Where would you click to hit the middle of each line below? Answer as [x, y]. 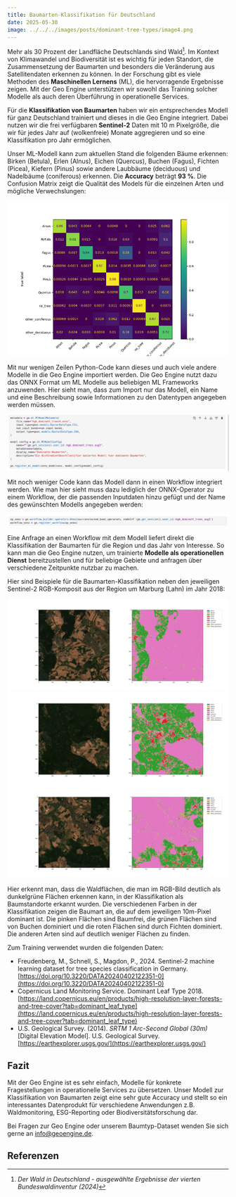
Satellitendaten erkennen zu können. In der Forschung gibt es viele [104, 75]
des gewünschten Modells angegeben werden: [75, 505]
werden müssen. [32, 404]
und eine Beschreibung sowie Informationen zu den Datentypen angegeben [117, 397]
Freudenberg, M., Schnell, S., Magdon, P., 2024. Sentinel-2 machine [116, 961]
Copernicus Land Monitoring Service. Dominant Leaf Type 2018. [110, 991]
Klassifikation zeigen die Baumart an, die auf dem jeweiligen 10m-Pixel [109, 911]
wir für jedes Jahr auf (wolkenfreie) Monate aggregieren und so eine [106, 133]
